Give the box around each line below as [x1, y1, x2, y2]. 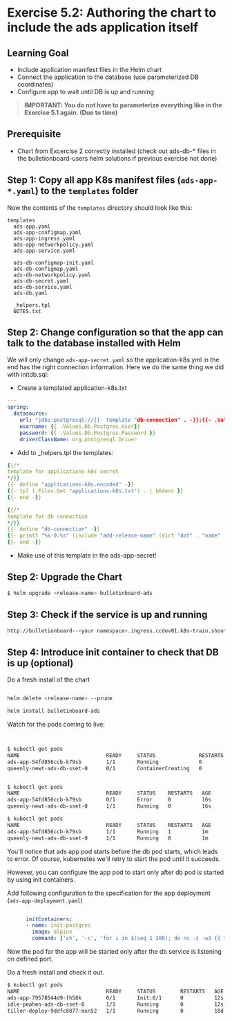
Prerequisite [7, 128, 61, 140]
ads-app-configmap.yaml [13, 229, 81, 236]
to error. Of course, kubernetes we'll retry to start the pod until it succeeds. [7, 854, 221, 863]
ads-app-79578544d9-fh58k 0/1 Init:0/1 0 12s [7, 994, 224, 1002]
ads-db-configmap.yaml [13, 265, 79, 272]
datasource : [13, 410, 48, 417]
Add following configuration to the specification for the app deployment [7, 889, 211, 897]
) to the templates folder [35, 185, 139, 197]
